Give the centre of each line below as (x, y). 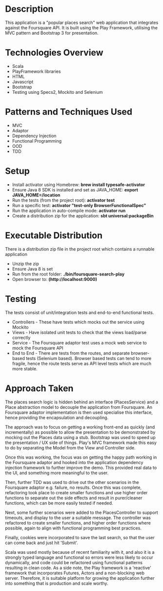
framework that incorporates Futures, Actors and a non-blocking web (75, 573)
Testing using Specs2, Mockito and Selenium (57, 92)
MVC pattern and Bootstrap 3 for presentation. (52, 33)
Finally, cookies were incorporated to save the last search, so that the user (80, 537)
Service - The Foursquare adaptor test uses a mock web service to (80, 342)
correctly (21, 338)
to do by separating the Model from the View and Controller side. (70, 447)
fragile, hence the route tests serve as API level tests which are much (81, 363)
